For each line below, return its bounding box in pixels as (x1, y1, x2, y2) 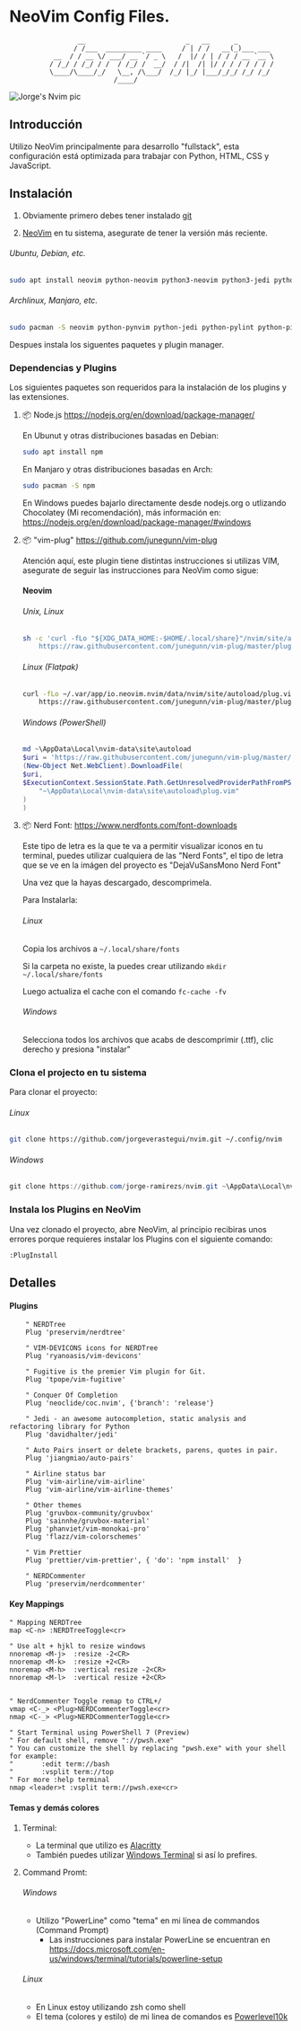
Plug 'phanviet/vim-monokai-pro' (25, 1524, 150, 1533)
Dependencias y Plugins (9, 361, 117, 374)
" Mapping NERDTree (9, 1619, 82, 1628)
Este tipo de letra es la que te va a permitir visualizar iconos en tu (21, 841, 263, 852)
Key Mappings (9, 1598, 64, 1609)
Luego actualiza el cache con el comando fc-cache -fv (21, 985, 227, 996)
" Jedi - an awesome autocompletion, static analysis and (25, 1415, 246, 1424)
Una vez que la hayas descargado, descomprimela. (21, 878, 212, 888)
